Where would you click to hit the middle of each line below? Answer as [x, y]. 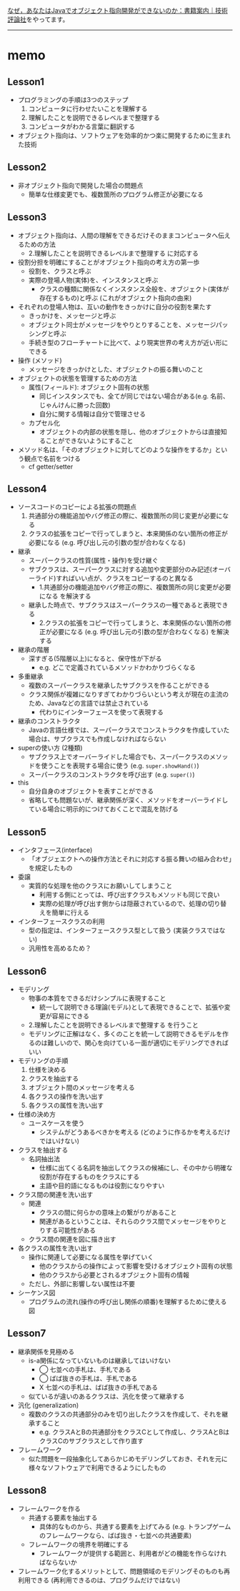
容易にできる [71, 1016]
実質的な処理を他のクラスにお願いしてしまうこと [100, 886]
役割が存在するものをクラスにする [89, 1177]
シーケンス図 [36, 1293]
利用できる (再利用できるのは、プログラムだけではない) [99, 1580]
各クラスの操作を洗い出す [66, 1096]
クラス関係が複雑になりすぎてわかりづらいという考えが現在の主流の [129, 694]
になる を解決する [65, 596]
